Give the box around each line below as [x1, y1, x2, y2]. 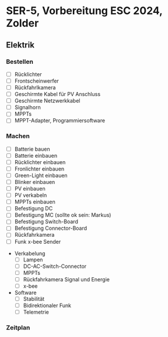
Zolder [6, 16, 39, 30]
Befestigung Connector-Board [14, 224, 87, 232]
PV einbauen [14, 185, 45, 192]
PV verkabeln [14, 192, 47, 199]
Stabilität [23, 295, 45, 302]
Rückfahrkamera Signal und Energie [23, 275, 110, 282]
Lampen [23, 256, 43, 263]
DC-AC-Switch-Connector [23, 263, 87, 270]
